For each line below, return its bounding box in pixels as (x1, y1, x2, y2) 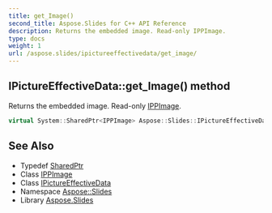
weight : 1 (8, 42, 42, 50)
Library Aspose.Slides (19, 195, 94, 205)
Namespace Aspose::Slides (19, 186, 113, 196)
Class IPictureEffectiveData (19, 177, 112, 187)
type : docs (8, 34, 45, 43)
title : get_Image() (8, 11, 74, 20)
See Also (8, 139, 54, 153)
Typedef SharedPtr (19, 160, 84, 170)
